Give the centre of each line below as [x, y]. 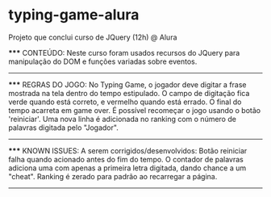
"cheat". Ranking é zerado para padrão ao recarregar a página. [113, 176]
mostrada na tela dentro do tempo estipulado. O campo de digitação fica [129, 93]
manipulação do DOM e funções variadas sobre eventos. [103, 61]
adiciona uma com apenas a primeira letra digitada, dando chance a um [127, 168]
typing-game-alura [74, 15]
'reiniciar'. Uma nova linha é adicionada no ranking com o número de [122, 119]
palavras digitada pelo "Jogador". [63, 128]
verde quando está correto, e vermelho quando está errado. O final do [125, 102]
